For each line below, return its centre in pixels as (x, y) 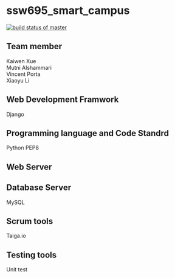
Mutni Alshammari (29, 67)
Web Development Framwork (63, 100)
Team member (34, 46)
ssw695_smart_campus (68, 11)
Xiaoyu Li (18, 80)
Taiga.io (16, 236)
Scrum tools (30, 221)
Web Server (29, 167)
